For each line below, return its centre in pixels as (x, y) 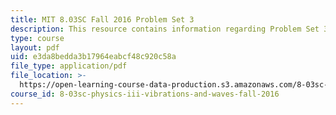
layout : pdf (35, 47)
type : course (37, 38)
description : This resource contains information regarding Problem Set (165, 29)
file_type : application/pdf (69, 66)
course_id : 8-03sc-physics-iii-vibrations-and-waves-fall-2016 (145, 94)
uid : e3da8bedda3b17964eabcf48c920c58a (93, 57)
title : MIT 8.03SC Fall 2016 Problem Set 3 (102, 19)
